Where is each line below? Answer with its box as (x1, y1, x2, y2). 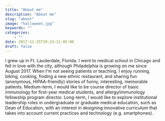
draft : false (5, 44, 32, 49)
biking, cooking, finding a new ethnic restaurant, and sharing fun (5, 73, 137, 79)
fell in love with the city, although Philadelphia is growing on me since (5, 63, 147, 69)
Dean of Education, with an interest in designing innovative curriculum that (5, 105, 158, 111)
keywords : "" (5, 26, 32, 31)
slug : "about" (5, 16, 35, 21)
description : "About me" (5, 12, 56, 17)
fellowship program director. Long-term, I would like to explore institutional (5, 94, 158, 100)
